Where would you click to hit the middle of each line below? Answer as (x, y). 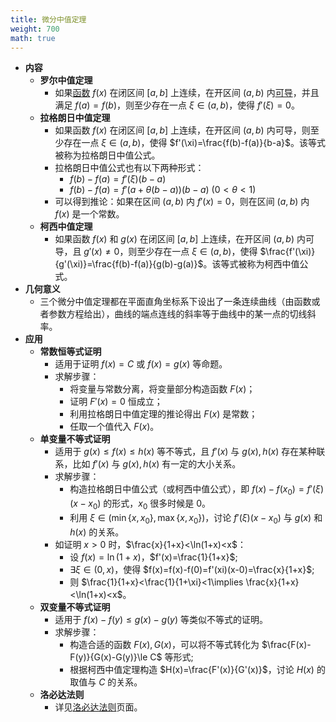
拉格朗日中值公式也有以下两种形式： (129, 168)
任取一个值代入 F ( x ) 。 (114, 427)
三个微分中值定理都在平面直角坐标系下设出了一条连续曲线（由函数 (175, 302)
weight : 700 (35, 29)
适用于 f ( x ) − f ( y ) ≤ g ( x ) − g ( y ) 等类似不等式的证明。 (161, 619)
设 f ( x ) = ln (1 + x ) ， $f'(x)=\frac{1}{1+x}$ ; (153, 557)
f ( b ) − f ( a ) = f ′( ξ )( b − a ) (118, 179)
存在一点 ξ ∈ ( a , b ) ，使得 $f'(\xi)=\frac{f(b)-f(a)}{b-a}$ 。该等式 (194, 143)
